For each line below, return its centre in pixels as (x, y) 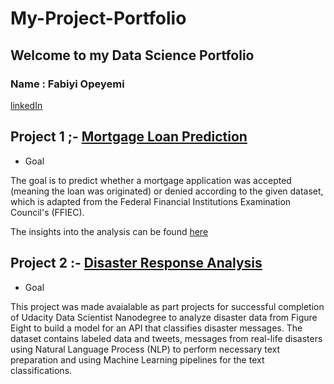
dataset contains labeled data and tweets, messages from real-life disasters (166, 338)
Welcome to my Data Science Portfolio (132, 55)
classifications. (41, 370)
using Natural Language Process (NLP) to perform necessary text (145, 349)
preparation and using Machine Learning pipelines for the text (137, 359)
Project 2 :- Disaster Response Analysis (136, 263)
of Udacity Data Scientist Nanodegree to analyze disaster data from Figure (164, 317)
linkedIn (26, 105)
